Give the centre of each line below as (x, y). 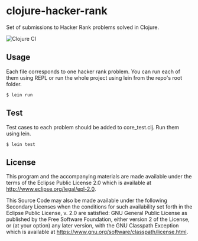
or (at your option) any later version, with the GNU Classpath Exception (92, 226)
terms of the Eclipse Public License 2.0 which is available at (79, 183)
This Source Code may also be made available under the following (87, 201)
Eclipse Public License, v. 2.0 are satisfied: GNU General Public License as (97, 213)
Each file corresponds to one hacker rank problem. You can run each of (93, 71)
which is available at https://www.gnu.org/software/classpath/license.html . (97, 232)
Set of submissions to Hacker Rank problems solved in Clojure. (83, 27)
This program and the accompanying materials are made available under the (99, 177)
